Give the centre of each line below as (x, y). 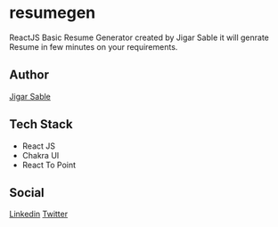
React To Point (49, 165)
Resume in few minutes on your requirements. (94, 46)
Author (29, 75)
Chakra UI (41, 155)
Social (27, 193)
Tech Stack (41, 124)
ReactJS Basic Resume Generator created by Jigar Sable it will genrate (139, 37)
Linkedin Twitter (39, 214)
